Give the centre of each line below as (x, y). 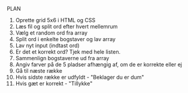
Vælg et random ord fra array (51, 33)
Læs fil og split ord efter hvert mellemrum (66, 27)
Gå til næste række (39, 71)
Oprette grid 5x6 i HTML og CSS (55, 20)
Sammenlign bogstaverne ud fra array (62, 58)
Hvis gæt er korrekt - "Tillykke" (54, 83)
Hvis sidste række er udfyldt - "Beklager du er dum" (80, 77)
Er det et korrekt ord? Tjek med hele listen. (68, 52)
